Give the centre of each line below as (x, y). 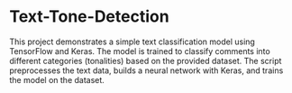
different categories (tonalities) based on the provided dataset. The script (146, 60)
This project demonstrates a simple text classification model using (132, 42)
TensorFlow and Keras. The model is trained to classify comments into (140, 51)
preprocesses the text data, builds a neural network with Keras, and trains (146, 70)
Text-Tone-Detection (89, 17)
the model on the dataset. (57, 79)
